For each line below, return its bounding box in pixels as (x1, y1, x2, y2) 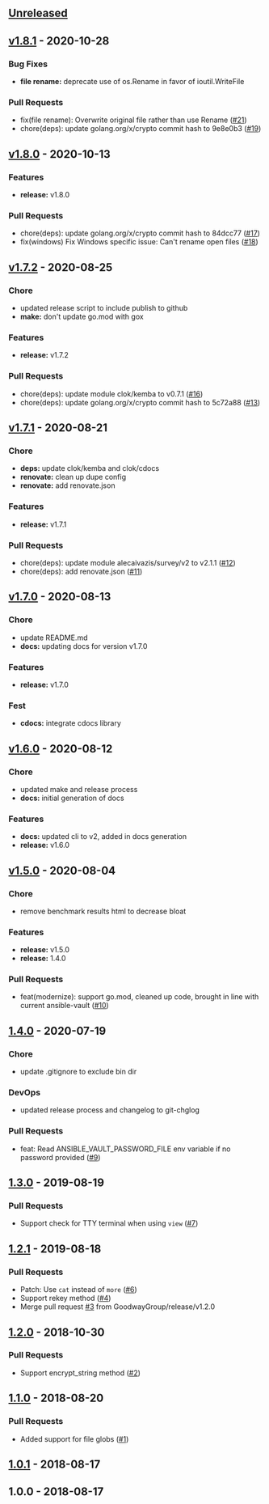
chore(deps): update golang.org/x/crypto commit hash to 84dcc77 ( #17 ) (19, 228, 261, 238)
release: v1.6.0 (19, 841, 70, 850)
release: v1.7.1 (19, 519, 67, 529)
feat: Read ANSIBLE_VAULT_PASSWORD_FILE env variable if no (19, 1144, 231, 1154)
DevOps (8, 1087, 41, 1099)
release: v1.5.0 (19, 945, 70, 955)
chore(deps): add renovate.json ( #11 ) (19, 566, 143, 576)
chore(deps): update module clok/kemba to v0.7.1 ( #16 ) (19, 388, 204, 399)
